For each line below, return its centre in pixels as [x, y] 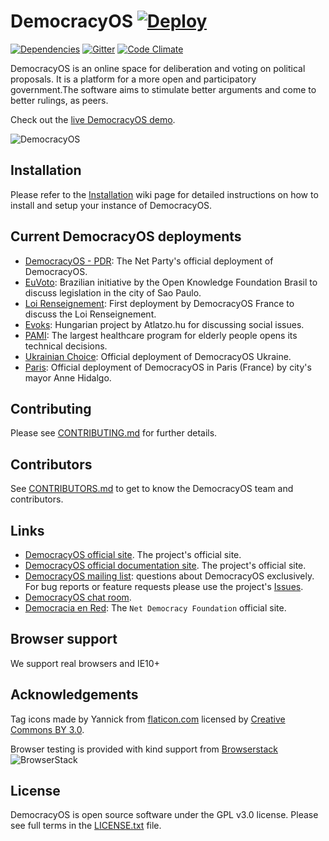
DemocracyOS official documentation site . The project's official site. [165, 565]
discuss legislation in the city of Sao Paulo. [113, 292]
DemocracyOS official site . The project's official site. [133, 554]
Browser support [64, 639]
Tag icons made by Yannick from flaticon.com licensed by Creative [148, 719]
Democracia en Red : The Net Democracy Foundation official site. [155, 608]
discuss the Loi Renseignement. [90, 314]
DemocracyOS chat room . [78, 597]
